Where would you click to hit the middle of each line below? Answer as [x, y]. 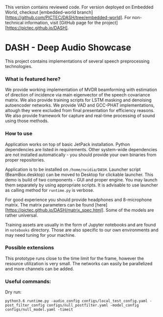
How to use [19, 134]
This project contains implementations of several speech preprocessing [77, 61]
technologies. [19, 66]
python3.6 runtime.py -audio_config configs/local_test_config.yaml [76, 301]
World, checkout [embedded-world [41, 12]
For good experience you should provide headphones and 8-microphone [79, 200]
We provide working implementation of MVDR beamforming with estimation [81, 90]
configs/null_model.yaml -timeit [39, 310]
